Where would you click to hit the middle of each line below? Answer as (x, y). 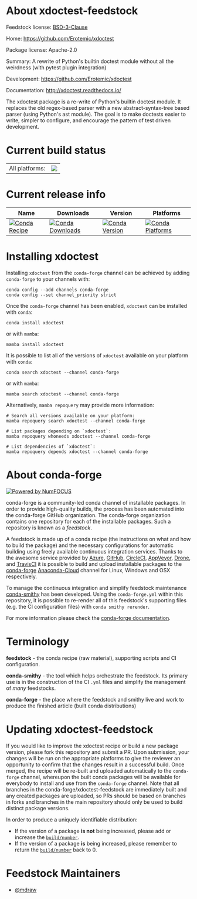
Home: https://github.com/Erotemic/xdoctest (60, 38)
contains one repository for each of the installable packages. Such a (89, 521)
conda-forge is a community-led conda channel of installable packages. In (96, 502)
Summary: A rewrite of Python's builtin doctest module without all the (90, 61)
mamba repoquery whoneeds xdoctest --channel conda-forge (78, 436)
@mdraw (26, 890)
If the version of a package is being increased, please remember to (96, 843)
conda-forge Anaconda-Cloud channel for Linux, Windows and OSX (88, 570)
